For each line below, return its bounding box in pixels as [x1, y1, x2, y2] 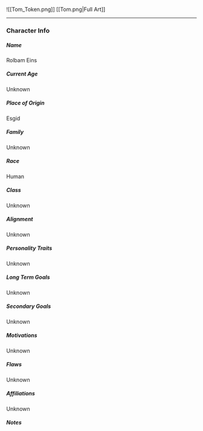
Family [6, 129, 24, 136]
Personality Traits [6, 244, 53, 252]
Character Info [6, 26, 50, 34]
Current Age [6, 70, 38, 78]
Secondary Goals [6, 302, 51, 310]
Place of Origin [6, 100, 45, 107]
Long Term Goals [6, 273, 50, 281]
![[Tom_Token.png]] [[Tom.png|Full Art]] [6, 6, 106, 13]
